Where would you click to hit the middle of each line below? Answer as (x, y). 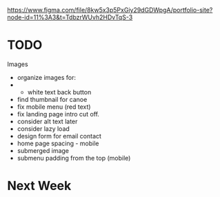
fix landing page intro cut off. (58, 114)
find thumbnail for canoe (52, 99)
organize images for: (47, 77)
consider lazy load (43, 128)
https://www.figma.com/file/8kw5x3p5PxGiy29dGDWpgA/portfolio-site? (110, 10)
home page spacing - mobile (58, 143)
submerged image (43, 150)
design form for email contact (59, 136)
